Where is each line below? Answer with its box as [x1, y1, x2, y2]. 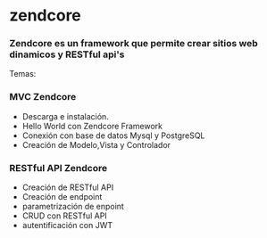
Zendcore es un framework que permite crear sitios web [9, 37, 258, 50]
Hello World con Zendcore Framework [21, 120, 163, 131]
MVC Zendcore [9, 91, 77, 103]
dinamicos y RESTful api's [9, 48, 125, 61]
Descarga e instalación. [21, 111, 109, 121]
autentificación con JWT [21, 220, 113, 231]
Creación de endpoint [21, 192, 103, 202]
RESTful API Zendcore [9, 161, 108, 174]
